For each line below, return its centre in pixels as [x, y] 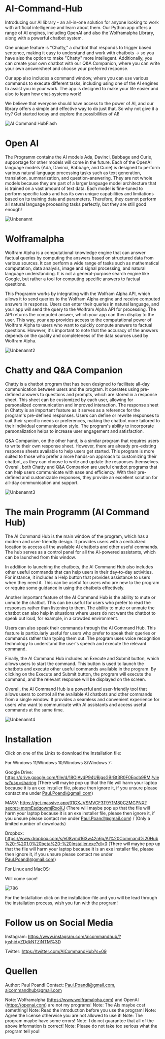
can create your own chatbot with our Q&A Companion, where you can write [82, 63]
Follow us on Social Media [59, 923]
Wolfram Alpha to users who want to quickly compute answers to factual [79, 325]
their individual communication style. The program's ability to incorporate [80, 426]
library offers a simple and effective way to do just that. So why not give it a [82, 109]
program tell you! [22, 1031]
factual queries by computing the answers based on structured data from [80, 258]
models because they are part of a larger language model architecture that [81, 183]
